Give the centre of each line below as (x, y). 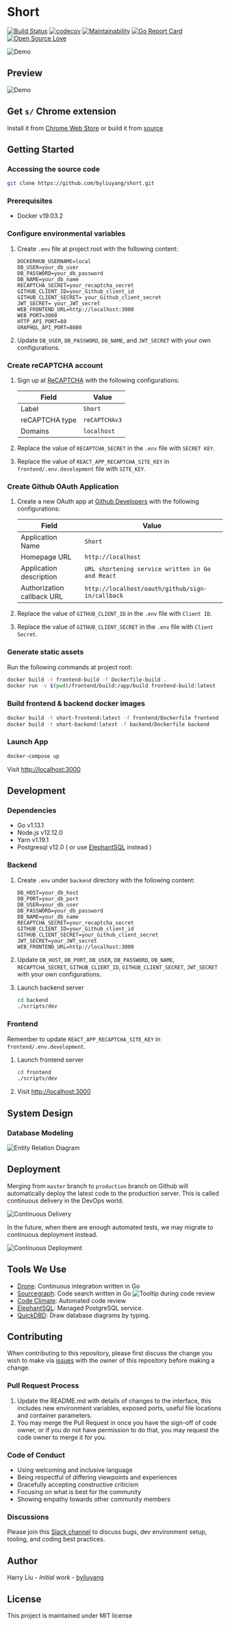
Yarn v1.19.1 (33, 840)
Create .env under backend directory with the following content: (106, 880)
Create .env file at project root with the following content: (98, 249)
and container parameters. (54, 1415)
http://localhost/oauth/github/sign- (146, 589)
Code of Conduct (36, 1455)
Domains (35, 432)
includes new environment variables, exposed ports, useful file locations (119, 1408)
